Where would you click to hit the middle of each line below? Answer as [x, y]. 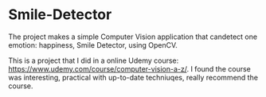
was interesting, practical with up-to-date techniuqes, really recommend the [133, 77]
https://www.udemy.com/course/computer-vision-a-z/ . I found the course [129, 68]
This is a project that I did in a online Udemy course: [94, 60]
